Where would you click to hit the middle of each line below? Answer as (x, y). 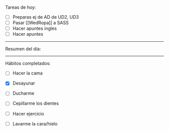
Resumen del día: (23, 49)
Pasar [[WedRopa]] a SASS (40, 23)
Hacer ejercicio (28, 113)
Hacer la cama (27, 73)
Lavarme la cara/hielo (35, 123)
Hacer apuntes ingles (34, 28)
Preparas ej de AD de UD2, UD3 (46, 17)
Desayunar (24, 83)
